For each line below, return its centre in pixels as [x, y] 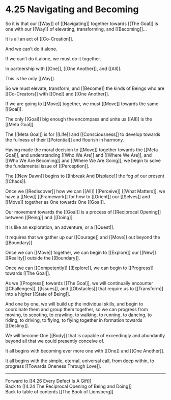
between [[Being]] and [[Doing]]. [40, 217]
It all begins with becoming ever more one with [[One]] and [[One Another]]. [85, 350]
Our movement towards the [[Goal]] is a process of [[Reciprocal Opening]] [83, 212]
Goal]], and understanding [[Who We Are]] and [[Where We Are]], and [79, 155]
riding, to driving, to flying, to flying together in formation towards [74, 320]
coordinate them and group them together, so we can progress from [77, 309]
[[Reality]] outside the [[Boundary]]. [43, 258]
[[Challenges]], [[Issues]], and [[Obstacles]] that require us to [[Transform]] [84, 288]
